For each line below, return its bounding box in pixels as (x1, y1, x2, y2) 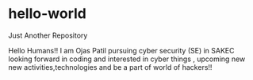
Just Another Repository (8, 31, 88, 40)
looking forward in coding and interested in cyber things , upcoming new (8, 54, 246, 64)
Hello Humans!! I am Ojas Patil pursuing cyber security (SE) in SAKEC (8, 45, 235, 55)
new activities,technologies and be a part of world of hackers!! (8, 62, 213, 71)
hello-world (8, 5, 87, 23)
